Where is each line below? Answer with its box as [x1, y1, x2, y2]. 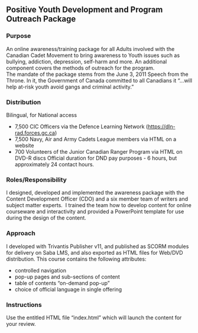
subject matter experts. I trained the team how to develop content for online [6, 202, 192, 209]
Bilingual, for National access [6, 111, 77, 118]
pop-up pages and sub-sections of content [14, 273, 120, 280]
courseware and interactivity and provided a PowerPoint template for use [6, 208, 184, 215]
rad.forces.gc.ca [14, 129, 55, 136]
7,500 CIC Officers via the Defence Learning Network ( [14, 123, 148, 130]
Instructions [6, 300, 43, 309]
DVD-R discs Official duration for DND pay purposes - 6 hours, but [14, 154, 177, 161]
